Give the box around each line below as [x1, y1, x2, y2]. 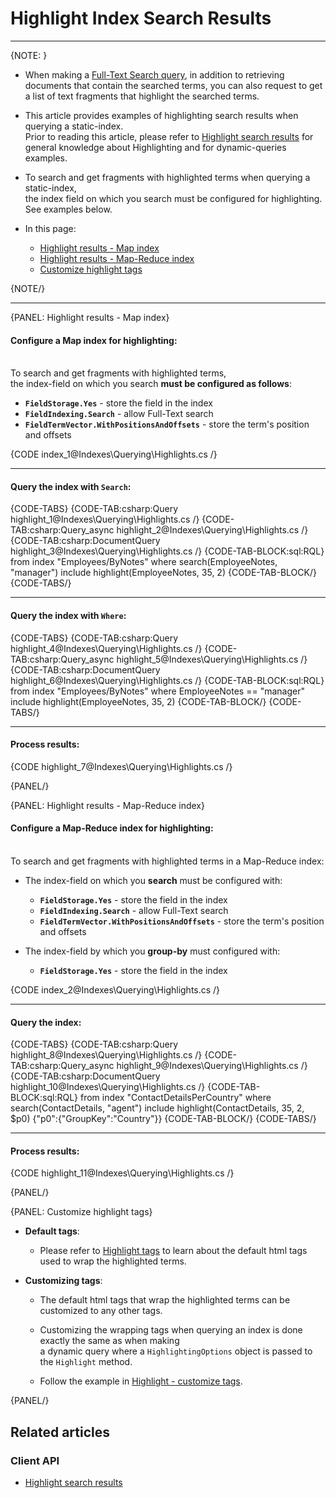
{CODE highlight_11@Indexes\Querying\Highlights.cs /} [10, 1167, 235, 1179]
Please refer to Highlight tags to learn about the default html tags [39, 1245, 308, 1257]
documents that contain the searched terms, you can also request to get [24, 79, 323, 91]
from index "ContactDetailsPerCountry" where [79, 1092, 272, 1104]
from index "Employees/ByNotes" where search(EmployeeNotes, [10, 556, 278, 568]
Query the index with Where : [10, 609, 127, 621]
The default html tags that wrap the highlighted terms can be [39, 1294, 291, 1306]
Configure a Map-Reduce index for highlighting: [10, 822, 214, 834]
